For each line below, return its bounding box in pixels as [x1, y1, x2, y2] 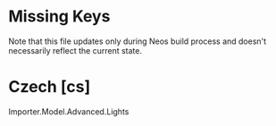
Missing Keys [8, 6, 111, 27]
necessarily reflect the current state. [8, 45, 142, 55]
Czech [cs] [8, 77, 91, 97]
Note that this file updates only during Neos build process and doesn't [8, 36, 267, 46]
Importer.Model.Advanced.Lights [8, 105, 130, 117]
